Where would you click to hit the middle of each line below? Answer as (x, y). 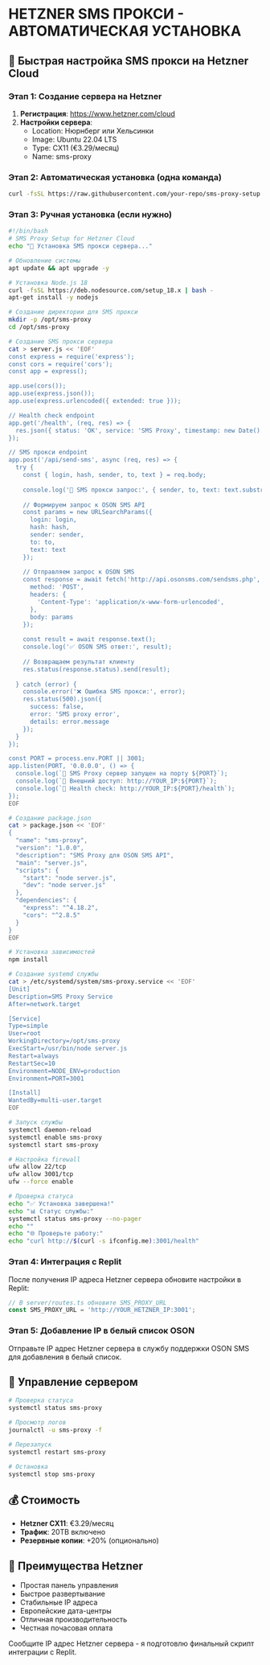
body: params (51, 617)
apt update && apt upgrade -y (59, 268)
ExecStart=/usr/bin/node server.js (68, 1049)
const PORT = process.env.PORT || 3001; (77, 758)
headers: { (48, 595)
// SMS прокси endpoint (48, 452)
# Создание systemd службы (53, 974)
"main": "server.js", (52, 863)
